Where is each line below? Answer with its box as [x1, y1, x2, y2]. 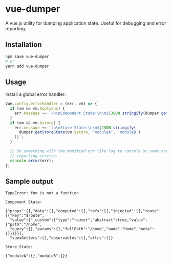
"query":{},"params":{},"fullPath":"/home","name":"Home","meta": [10, 227, 155, 232]
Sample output [5, 177, 54, 186]
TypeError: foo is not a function [5, 191, 79, 196]
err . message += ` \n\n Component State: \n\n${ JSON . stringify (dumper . [14, 111, 161, 116]
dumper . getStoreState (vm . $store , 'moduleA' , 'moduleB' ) [18, 130, 141, 135]
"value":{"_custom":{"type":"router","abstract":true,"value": [10, 217, 147, 223]
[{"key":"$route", [5, 213, 45, 218]
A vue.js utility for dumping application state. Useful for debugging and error [5, 20, 166, 26]
